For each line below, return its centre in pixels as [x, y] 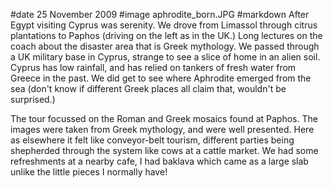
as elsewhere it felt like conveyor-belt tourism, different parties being [152, 140]
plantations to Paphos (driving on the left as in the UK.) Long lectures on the [166, 35]
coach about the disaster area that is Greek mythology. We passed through [165, 46]
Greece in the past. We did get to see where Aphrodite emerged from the [161, 78]
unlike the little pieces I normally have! [89, 172]
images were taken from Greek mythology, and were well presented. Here [162, 129]
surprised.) [33, 99]
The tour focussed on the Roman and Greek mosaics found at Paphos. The [164, 118]
